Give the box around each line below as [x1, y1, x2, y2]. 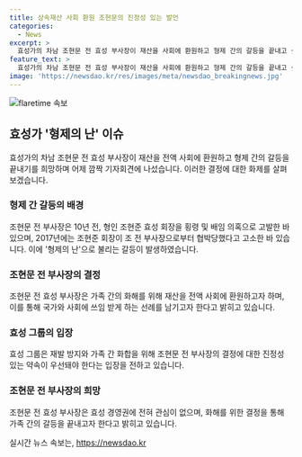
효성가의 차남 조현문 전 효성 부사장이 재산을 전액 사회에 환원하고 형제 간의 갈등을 [9, 152, 290, 163]
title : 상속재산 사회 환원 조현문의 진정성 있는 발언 [9, 13, 179, 22]
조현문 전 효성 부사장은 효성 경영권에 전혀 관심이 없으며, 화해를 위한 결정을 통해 [9, 407, 285, 417]
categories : [9, 22, 54, 31]
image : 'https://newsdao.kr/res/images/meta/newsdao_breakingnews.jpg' [9, 72, 283, 81]
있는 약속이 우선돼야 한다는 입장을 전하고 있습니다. [9, 360, 185, 371]
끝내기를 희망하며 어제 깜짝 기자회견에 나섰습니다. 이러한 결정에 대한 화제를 [9, 163, 271, 174]
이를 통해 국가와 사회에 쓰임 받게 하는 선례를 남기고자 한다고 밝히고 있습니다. [9, 302, 276, 313]
